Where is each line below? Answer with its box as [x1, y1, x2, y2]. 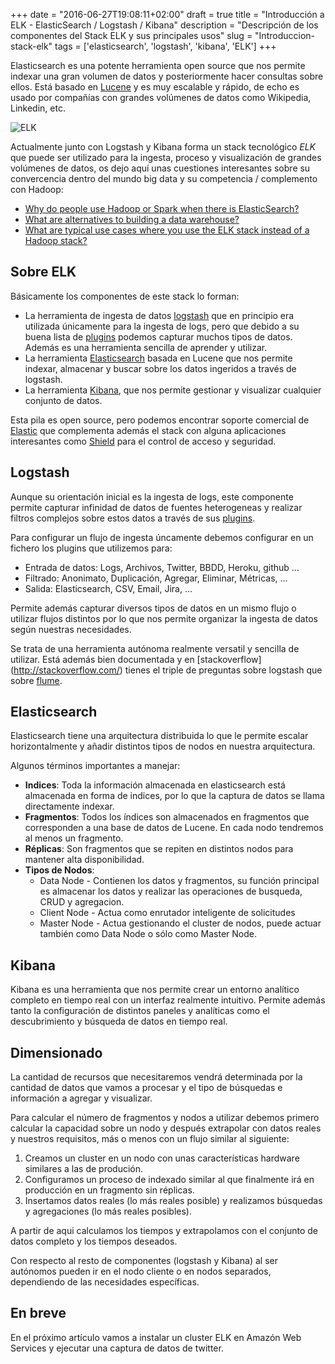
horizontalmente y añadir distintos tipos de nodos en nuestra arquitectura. [10, 740, 316, 753]
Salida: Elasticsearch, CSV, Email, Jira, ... [24, 582, 193, 594]
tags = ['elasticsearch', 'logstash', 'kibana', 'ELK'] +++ [54, 40, 277, 52]
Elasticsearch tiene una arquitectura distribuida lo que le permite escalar [10, 730, 309, 742]
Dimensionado [10, 1044, 103, 1061]
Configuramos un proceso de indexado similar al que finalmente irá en [24, 1174, 315, 1186]
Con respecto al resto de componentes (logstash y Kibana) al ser [10, 1255, 278, 1267]
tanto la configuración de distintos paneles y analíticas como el [10, 1005, 270, 1017]
